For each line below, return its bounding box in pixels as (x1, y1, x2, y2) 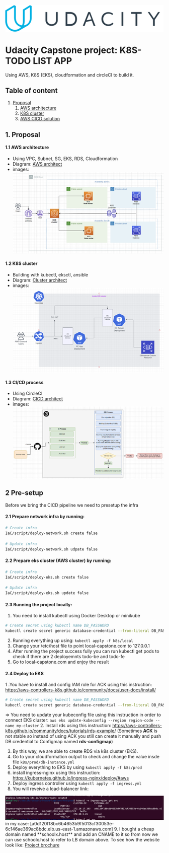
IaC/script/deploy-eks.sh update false (5, 591, 89, 596)
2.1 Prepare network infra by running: (5, 514, 84, 520)
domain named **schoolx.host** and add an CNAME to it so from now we (5, 831, 158, 837)
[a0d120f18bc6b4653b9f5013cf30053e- (30, 820, 114, 826)
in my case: (5, 820, 29, 826)
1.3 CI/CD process (5, 379, 44, 385)
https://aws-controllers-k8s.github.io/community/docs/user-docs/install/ (5, 687, 156, 693)
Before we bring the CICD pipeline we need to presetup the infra (5, 502, 138, 508)
